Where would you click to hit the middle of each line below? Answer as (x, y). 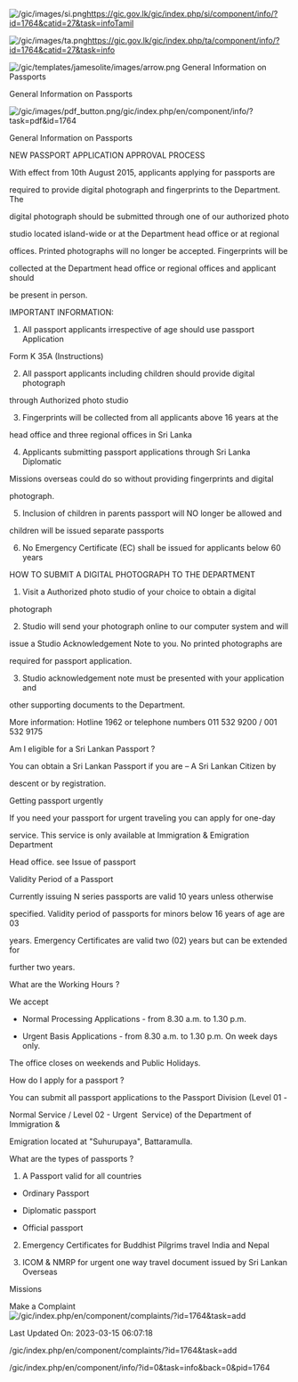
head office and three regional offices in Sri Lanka (101, 435)
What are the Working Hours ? (64, 984)
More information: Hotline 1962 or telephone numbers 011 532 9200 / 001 (143, 722)
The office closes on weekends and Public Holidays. (105, 1063)
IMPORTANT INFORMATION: (61, 312)
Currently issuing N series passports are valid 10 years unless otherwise (141, 896)
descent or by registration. (58, 783)
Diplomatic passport (59, 1210)
